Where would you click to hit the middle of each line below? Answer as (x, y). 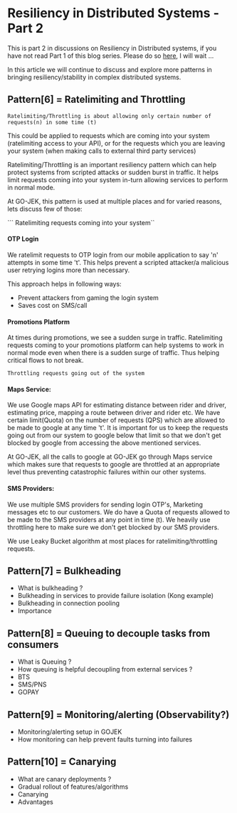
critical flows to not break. (46, 360)
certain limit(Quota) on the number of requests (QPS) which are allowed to (116, 420)
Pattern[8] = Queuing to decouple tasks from (109, 633)
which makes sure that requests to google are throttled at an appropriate (114, 464)
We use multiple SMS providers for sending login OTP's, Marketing (105, 504)
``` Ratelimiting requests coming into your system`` (81, 222)
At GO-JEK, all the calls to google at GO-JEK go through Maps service (110, 457)
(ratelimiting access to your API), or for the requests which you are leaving (116, 143)
